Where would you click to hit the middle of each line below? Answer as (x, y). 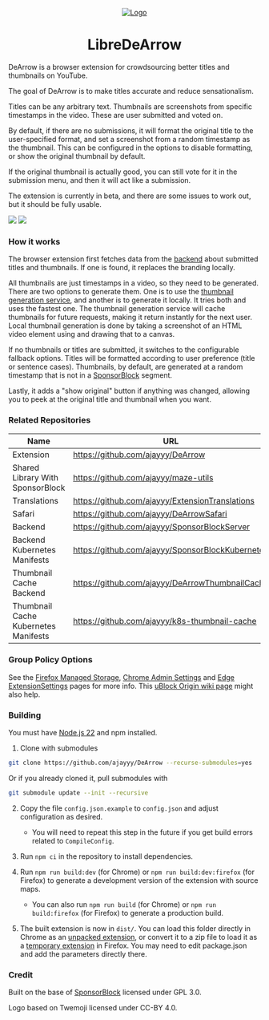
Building (25, 715)
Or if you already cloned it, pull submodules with (88, 778)
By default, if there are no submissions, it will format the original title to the (131, 130)
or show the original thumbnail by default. (77, 156)
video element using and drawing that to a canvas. (92, 334)
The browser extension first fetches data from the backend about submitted (133, 259)
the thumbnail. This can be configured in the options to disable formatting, (131, 148)
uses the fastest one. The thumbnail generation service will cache (117, 309)
